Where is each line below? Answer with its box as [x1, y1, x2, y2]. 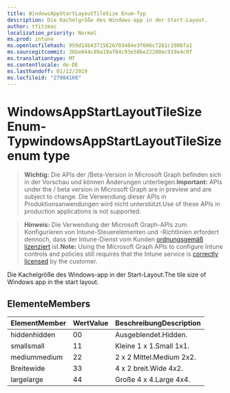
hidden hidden [10, 330, 56, 340]
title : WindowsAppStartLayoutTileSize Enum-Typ [7, 10, 147, 17]
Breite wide [10, 363, 45, 373]
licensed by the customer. [23, 257, 98, 265]
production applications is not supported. [23, 208, 141, 216]
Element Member [10, 319, 67, 328]
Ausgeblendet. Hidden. [114, 330, 188, 340]
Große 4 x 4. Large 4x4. [114, 375, 191, 385]
